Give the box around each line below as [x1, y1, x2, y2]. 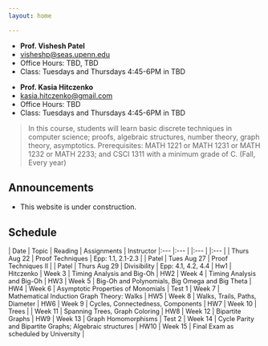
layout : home [8, 11, 52, 20]
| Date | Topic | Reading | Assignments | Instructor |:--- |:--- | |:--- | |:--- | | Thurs [8, 247, 250, 256]
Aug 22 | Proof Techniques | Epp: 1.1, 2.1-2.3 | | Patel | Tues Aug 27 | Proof [8, 254, 229, 263]
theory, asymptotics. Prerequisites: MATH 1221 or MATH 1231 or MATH [27, 140, 261, 150]
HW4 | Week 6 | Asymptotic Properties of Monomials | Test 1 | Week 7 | [8, 285, 220, 294]
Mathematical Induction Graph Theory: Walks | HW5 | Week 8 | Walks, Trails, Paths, [8, 292, 257, 301]
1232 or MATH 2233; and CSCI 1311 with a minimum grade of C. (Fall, [27, 149, 256, 159]
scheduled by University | [8, 330, 85, 339]
